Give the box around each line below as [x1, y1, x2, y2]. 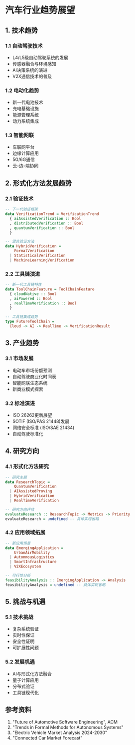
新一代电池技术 [12, 99, 43, 105]
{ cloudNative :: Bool [9, 291, 57, 296]
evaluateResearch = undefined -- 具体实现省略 [5, 516, 99, 521]
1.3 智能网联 [5, 132, 34, 139]
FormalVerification [14, 248, 55, 253]
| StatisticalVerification [9, 253, 66, 258]
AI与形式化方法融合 [12, 670, 52, 676]
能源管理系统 [12, 112, 39, 118]
